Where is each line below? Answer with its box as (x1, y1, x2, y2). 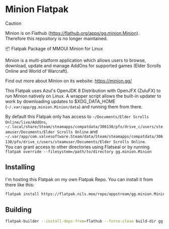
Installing (5, 163, 35, 171)
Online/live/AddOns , (5, 119, 47, 125)
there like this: (5, 181, 35, 188)
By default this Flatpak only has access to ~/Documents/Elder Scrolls (5, 113, 149, 119)
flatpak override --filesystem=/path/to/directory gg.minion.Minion (5, 149, 152, 154)
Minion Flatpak (5, 4, 69, 15)
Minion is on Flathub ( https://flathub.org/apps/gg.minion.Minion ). (5, 30, 140, 36)
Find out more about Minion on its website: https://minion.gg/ (5, 77, 132, 84)
